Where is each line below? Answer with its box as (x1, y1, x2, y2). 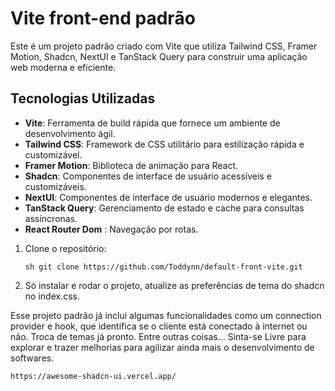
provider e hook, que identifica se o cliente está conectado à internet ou (10, 320, 308, 332)
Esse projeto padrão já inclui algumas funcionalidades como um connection (10, 309, 322, 321)
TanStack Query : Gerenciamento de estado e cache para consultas (24, 202, 305, 214)
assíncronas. (24, 212, 78, 224)
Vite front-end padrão (10, 7, 196, 30)
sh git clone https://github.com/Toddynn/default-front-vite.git (24, 262, 303, 272)
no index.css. (24, 290, 80, 302)
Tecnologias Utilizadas (10, 90, 156, 107)
